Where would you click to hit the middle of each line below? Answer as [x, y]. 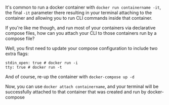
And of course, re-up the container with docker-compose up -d [70, 77]
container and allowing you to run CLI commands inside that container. [79, 18]
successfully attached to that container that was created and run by [76, 92]
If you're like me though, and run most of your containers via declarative [80, 28]
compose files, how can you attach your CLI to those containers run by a [81, 33]
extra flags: [17, 54]
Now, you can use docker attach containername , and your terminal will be [82, 86]
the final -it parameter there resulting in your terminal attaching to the [79, 13]
